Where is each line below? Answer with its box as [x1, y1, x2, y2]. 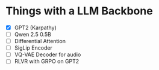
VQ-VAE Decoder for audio [14, 51, 81, 58]
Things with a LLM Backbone [5, 4, 153, 18]
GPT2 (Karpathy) [14, 24, 57, 31]
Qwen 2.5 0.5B [14, 31, 52, 38]
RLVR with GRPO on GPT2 [14, 58, 79, 65]
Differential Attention [14, 38, 66, 45]
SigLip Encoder [14, 44, 52, 51]
